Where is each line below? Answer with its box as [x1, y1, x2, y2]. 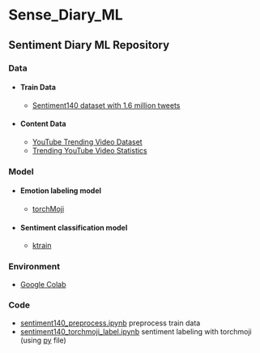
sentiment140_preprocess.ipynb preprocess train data [19, 318, 201, 328]
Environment [8, 261, 61, 273]
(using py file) [19, 335, 66, 345]
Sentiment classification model [19, 222, 128, 232]
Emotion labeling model [19, 186, 102, 196]
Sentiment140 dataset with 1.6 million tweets [32, 100, 181, 110]
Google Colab [19, 279, 66, 289]
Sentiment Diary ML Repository [8, 38, 170, 52]
